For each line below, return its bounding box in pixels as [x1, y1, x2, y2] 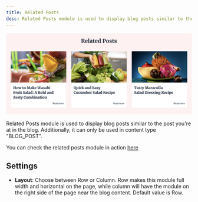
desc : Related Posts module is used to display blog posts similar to [6, 15, 183, 22]
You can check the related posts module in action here [6, 144, 138, 151]
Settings [6, 161, 38, 171]
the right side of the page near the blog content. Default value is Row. [14, 189, 184, 196]
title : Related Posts [6, 9, 60, 15]
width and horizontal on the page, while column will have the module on [14, 183, 190, 190]
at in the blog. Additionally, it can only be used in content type [6, 126, 156, 133]
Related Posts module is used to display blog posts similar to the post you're [6, 120, 192, 127]
